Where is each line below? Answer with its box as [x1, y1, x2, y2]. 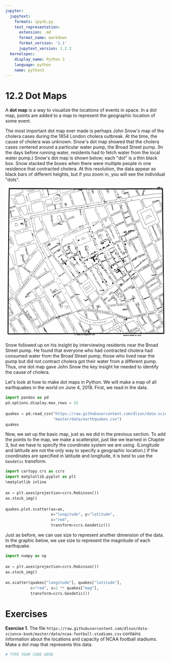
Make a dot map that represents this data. [5, 642, 93, 648]
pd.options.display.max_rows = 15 [5, 400, 79, 406]
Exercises [5, 608, 48, 620]
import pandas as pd [5, 395, 49, 400]
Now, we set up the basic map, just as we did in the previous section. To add [5, 431, 166, 437]
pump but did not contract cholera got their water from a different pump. [5, 358, 157, 365]
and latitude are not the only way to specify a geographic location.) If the [5, 447, 158, 454]
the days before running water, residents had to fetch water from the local [5, 150, 160, 156]
